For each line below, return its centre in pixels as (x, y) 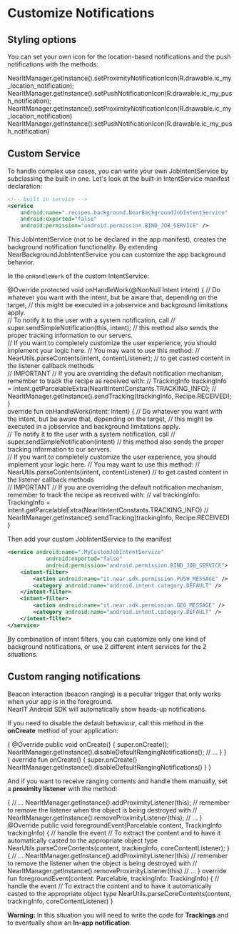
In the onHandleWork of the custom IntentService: (78, 276)
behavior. (21, 262)
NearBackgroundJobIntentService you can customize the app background (117, 254)
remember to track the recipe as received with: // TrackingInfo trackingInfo (117, 381)
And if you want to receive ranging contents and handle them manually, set (118, 781)
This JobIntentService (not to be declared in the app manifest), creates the (117, 239)
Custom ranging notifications (74, 677)
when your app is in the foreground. (60, 701)
